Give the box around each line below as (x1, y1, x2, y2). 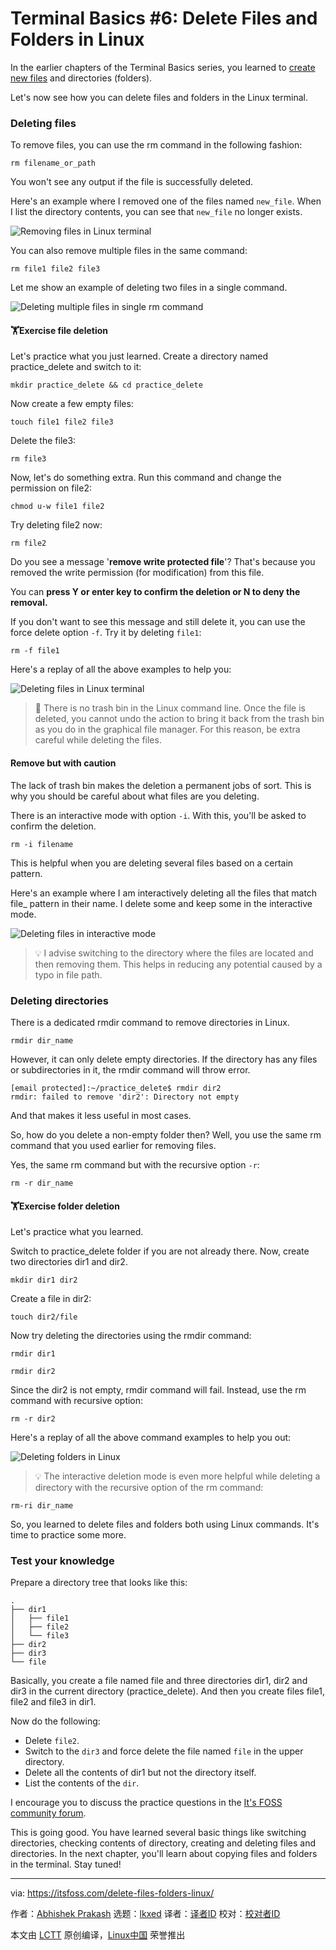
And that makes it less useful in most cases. (10, 1109, 192, 1121)
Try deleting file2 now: (10, 519, 103, 531)
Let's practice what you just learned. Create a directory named (10, 350, 269, 362)
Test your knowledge (10, 1554, 115, 1568)
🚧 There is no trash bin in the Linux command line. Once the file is (34, 702, 306, 714)
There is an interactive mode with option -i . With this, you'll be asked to (10, 809, 307, 821)
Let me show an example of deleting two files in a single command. (10, 282, 288, 294)
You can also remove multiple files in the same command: (10, 245, 248, 257)
